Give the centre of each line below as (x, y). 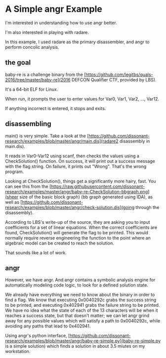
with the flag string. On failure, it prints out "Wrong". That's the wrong (76, 166)
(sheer (12, 197)
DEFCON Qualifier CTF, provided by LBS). (114, 79)
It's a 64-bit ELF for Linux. (32, 89)
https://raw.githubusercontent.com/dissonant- (98, 186)
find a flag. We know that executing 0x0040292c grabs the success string (81, 300)
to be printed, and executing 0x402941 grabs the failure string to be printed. (83, 305)
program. (15, 172)
